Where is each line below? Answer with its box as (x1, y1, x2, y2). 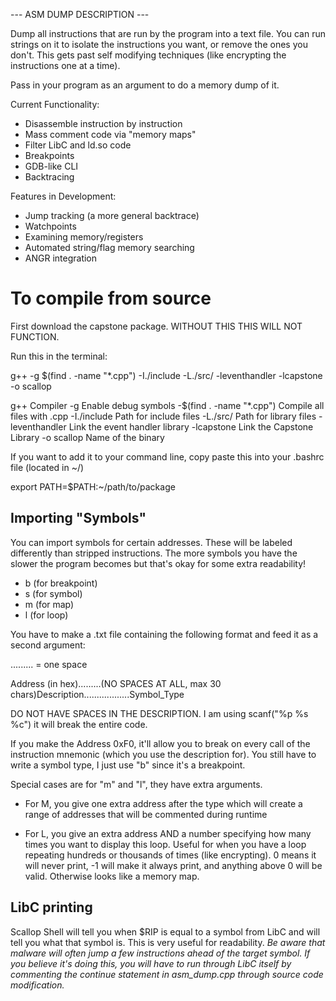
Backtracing (24, 171, 75, 183)
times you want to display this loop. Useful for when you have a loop (24, 838, 307, 850)
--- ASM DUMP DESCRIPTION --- (10, 9, 150, 20)
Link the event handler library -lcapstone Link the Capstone (68, 420, 314, 433)
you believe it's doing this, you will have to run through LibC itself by (10, 957, 292, 969)
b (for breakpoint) (24, 577, 98, 589)
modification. (10, 979, 65, 991)
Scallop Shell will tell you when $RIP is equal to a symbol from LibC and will (10, 925, 321, 938)
